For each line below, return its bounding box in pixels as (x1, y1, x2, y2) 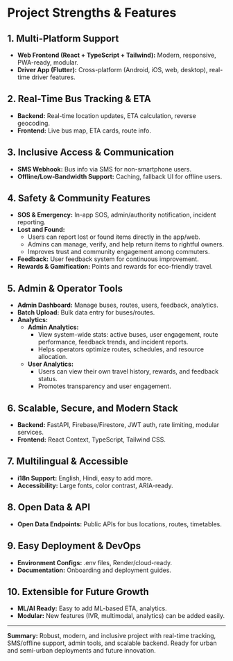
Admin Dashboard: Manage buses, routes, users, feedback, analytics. (17, 301, 218, 310)
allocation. (37, 353, 68, 361)
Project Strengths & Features (7, 5, 177, 21)
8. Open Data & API (7, 501, 91, 513)
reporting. (17, 218, 46, 226)
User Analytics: (27, 360, 74, 369)
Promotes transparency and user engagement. (37, 382, 171, 390)
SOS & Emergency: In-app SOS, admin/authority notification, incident (17, 210, 216, 219)
